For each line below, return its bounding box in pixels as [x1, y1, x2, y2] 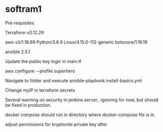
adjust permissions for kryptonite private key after [5, 121, 108, 127]
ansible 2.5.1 [5, 49, 30, 55]
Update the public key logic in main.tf [5, 58, 81, 64]
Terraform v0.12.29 [5, 29, 44, 35]
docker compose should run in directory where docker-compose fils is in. [5, 112, 156, 118]
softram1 [5, 3, 42, 15]
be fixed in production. [5, 102, 52, 108]
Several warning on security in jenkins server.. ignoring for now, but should [5, 97, 159, 103]
